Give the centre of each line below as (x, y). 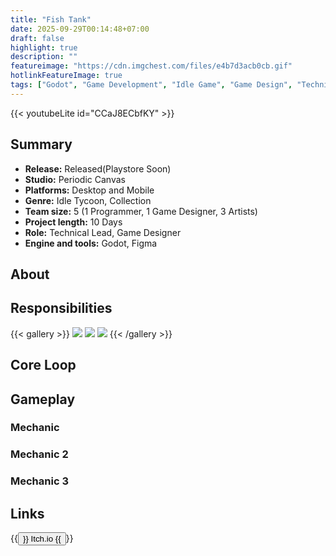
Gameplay (43, 399)
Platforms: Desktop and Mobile (89, 190)
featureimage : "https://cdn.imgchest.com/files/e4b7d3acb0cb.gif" (151, 66)
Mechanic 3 (39, 481)
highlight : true (44, 47)
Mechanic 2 (39, 454)
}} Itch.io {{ (42, 539)
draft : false (37, 38)
